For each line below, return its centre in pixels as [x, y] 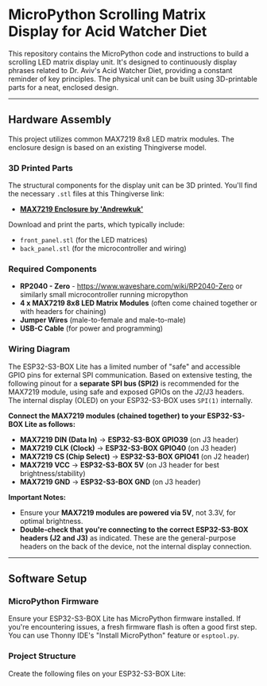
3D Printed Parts [41, 168]
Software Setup [48, 579]
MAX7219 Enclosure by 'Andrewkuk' [81, 209]
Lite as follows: [50, 424]
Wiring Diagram [39, 349]
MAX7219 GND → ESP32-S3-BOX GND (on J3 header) [110, 482]
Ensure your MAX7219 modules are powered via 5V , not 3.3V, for [128, 512]
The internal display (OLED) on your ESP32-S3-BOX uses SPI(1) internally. [130, 400]
